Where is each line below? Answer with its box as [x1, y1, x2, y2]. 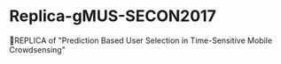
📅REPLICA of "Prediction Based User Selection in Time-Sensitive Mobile [9, 35, 273, 46]
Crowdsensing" [9, 44, 66, 54]
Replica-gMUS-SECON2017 [9, 6, 217, 26]
